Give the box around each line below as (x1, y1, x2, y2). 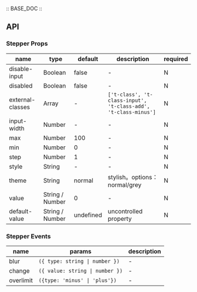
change (9, 267, 30, 275)
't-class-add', (107, 103, 151, 109)
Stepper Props (6, 39, 48, 48)
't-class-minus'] (107, 109, 157, 115)
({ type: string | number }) (38, 258, 120, 264)
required (164, 55, 188, 63)
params (69, 247, 92, 255)
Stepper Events (6, 232, 51, 240)
